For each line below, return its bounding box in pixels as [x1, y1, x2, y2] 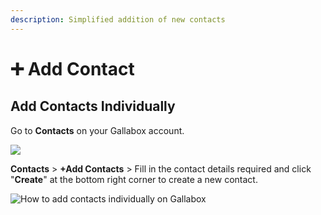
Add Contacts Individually [10, 98, 176, 115]
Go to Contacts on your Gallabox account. [10, 124, 185, 136]
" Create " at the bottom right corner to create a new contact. [10, 173, 258, 185]
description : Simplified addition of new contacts [10, 14, 226, 25]
